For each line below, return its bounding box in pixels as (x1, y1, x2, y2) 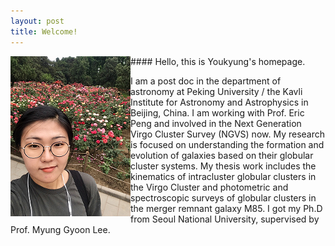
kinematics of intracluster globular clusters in (130, 170, 317, 182)
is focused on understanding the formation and (130, 138, 325, 150)
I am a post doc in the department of (130, 75, 282, 87)
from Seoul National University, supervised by (130, 213, 320, 225)
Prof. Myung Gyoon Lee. (10, 223, 111, 235)
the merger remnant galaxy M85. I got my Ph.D (130, 202, 323, 214)
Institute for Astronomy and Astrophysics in (130, 96, 309, 108)
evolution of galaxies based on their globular (130, 149, 314, 161)
